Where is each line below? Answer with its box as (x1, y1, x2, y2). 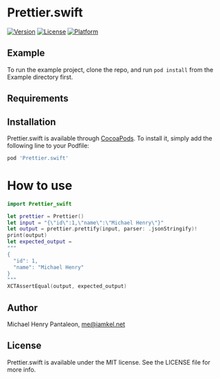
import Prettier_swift (7, 200, 72, 207)
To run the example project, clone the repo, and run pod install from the (7, 65, 214, 73)
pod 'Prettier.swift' (7, 154, 69, 162)
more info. (7, 365, 36, 374)
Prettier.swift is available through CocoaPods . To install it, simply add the (7, 134, 212, 142)
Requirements (7, 93, 69, 104)
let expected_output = (7, 239, 72, 245)
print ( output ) (7, 232, 48, 239)
